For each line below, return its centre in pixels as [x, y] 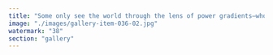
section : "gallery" [41, 38]
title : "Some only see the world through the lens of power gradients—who [138, 16]
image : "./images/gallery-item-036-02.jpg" [83, 23]
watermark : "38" [36, 31]
